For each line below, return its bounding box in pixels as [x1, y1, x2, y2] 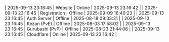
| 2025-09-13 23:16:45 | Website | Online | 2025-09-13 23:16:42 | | [5, 5, 144, 10]
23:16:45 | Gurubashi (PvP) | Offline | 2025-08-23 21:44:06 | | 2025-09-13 [5, 26, 160, 32]
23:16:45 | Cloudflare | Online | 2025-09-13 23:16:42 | [5, 31, 117, 37]
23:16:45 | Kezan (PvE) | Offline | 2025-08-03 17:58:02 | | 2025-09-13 [5, 20, 151, 26]
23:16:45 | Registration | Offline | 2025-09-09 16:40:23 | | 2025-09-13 [18, 10, 164, 16]
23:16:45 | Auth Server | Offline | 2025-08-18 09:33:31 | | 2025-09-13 [5, 15, 150, 21]
